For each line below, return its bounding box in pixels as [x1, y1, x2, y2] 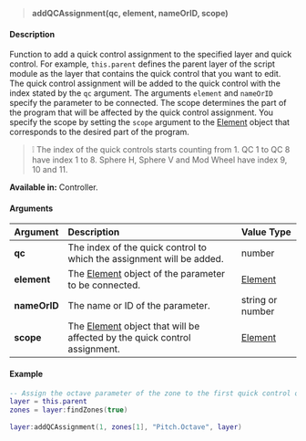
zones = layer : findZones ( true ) [9, 405, 128, 415]
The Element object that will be [67, 320, 200, 332]
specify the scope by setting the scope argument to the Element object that [9, 117, 290, 128]
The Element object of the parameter [67, 268, 226, 280]
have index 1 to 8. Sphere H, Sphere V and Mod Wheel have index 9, [31, 154, 288, 165]
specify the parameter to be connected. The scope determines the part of [9, 98, 287, 109]
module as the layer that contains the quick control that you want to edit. [9, 68, 281, 79]
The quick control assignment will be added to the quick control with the [9, 78, 280, 89]
